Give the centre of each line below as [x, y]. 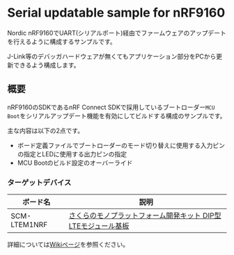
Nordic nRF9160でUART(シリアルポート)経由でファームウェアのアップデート [117, 33]
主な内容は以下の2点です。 [46, 131]
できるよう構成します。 [46, 65]
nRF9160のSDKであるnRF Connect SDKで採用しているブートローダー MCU [111, 107]
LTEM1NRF [29, 225]
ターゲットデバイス [39, 182]
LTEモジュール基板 [99, 226]
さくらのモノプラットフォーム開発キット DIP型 [145, 215]
